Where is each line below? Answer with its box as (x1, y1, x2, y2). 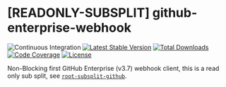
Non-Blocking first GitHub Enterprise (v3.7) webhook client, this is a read (7, 64, 220, 72)
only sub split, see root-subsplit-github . (7, 72, 127, 80)
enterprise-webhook (7, 20, 132, 36)
